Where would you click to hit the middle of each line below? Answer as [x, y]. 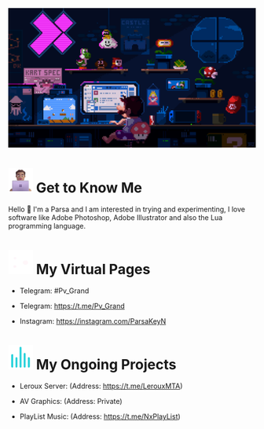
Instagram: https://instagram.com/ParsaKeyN [93, 321]
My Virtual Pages [93, 269]
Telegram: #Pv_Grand [54, 291]
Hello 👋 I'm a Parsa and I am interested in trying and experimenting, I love [127, 209]
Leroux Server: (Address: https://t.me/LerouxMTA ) [101, 386]
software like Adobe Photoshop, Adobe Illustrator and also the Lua [115, 218]
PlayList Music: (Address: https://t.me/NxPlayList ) [100, 416]
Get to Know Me [89, 187]
